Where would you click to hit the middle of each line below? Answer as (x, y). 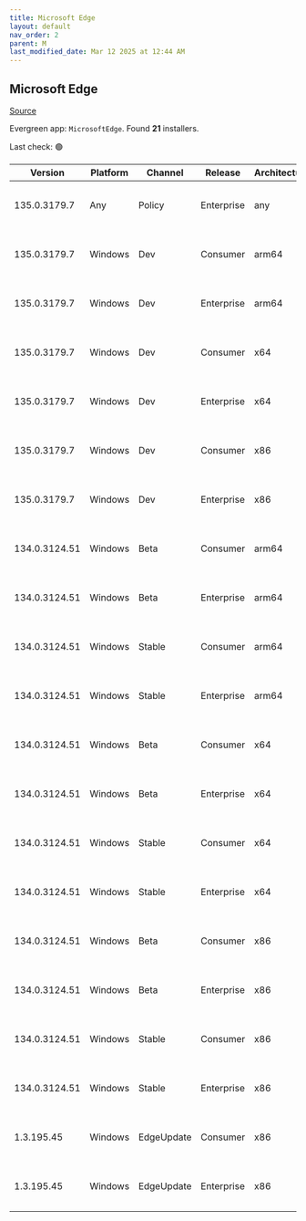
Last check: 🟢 (36, 146)
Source (23, 110)
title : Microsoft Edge (52, 18)
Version (48, 172)
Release (223, 172)
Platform (110, 172)
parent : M (28, 43)
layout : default (40, 26)
